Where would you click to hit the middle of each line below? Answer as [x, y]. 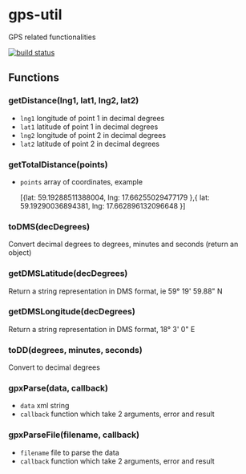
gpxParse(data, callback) [58, 388]
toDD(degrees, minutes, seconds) [75, 350]
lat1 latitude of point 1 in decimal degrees [89, 127]
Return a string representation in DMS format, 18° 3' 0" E [102, 329]
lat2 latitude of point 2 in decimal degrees [90, 144]
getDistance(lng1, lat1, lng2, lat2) [74, 100]
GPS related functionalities [52, 37]
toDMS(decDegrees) [49, 226]
